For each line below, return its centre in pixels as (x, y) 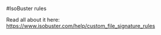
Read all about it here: (33, 20)
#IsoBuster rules (26, 8)
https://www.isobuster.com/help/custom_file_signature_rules (81, 26)
